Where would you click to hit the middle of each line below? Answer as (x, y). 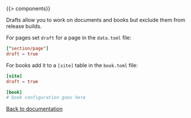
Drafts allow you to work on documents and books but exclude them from (96, 20)
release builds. (24, 26)
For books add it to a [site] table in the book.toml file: (72, 65)
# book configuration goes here (46, 98)
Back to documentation (35, 109)
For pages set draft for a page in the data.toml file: (69, 37)
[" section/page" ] (27, 48)
